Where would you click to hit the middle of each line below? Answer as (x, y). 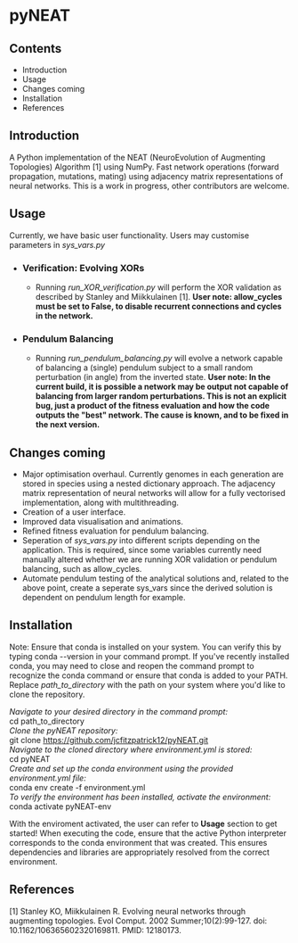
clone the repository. (47, 694)
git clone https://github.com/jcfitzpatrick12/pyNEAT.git (109, 740)
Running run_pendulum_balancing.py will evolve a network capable (159, 359)
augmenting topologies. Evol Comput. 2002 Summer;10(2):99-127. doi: (138, 921)
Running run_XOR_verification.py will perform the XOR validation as (158, 287)
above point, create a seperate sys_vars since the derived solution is (147, 588)
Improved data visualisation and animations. (103, 522)
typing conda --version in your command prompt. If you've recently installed (149, 656)
